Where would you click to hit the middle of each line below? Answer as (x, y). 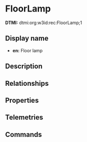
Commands (24, 134)
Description (24, 66)
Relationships (27, 83)
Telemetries (24, 118)
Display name (27, 38)
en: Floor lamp (27, 50)
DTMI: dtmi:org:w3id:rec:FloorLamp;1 (44, 23)
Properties (22, 100)
